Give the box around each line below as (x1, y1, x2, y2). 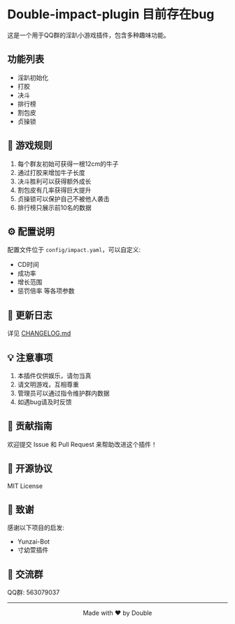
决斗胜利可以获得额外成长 (17, 176, 92, 186)
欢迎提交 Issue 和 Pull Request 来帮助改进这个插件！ (7, 440, 157, 448)
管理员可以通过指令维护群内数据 (17, 389, 110, 397)
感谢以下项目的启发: (7, 523, 65, 532)
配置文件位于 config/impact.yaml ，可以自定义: (7, 246, 141, 254)
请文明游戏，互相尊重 (17, 380, 79, 389)
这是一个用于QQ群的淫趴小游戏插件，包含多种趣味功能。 (7, 31, 170, 39)
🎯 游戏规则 (7, 139, 52, 151)
